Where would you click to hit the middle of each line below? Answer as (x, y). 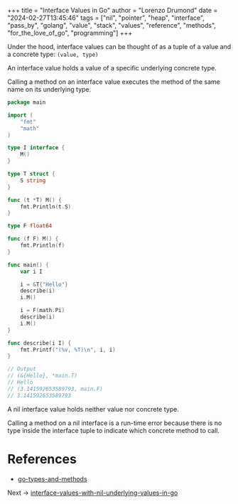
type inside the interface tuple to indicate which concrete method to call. (114, 430)
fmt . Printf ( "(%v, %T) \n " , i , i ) (68, 350)
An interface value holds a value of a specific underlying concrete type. (112, 68)
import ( (20, 115)
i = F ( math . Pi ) (43, 311)
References (42, 459)
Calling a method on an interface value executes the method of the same (114, 82)
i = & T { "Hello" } (44, 284)
